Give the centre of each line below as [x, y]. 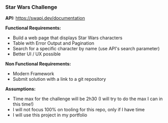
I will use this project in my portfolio [50, 115]
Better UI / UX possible [37, 54]
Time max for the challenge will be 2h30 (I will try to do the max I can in [88, 99]
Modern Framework [33, 74]
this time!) [23, 104]
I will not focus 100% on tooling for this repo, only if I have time [79, 110]
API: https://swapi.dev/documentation [45, 18]
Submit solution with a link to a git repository [59, 79]
